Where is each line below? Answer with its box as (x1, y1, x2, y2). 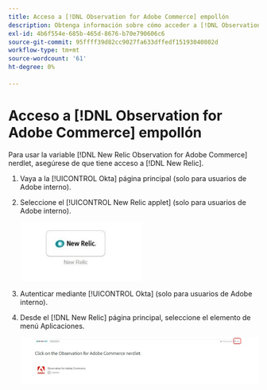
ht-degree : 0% (8, 64, 56, 71)
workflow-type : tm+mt (8, 46, 80, 55)
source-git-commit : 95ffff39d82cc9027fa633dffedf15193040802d (8, 38, 219, 46)
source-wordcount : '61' (8, 55, 87, 63)
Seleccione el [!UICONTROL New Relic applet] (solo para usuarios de (19, 197, 246, 207)
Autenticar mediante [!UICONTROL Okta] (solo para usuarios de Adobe (19, 288, 253, 298)
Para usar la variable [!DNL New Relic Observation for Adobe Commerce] (8, 149, 248, 159)
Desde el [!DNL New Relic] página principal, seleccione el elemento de (19, 312, 251, 322)
